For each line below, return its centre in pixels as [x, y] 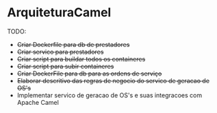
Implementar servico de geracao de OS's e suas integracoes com [110, 95]
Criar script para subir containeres [65, 66]
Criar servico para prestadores [60, 52]
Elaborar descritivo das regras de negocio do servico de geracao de [113, 80]
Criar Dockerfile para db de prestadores [73, 44]
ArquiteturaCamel [59, 13]
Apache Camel [38, 102]
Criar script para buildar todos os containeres [81, 59]
